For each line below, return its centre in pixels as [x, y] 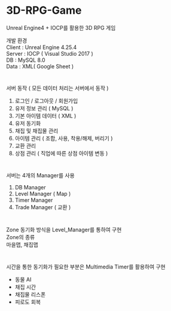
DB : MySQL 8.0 [26, 60]
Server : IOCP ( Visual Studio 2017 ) [50, 53]
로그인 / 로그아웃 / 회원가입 [46, 101]
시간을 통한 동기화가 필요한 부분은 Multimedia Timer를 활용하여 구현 [86, 267]
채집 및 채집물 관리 [36, 131]
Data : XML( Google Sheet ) [40, 66]
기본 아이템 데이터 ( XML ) [45, 116]
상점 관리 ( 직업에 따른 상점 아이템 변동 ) [61, 153]
